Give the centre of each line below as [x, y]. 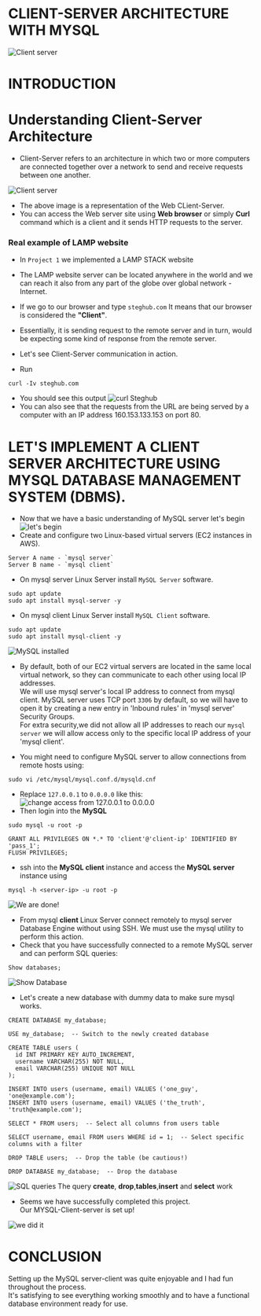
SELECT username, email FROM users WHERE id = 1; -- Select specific [126, 1138]
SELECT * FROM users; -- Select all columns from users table [114, 1124]
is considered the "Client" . [63, 315]
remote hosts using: [51, 765]
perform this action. [51, 937]
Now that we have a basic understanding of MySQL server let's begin [132, 519]
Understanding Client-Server [105, 120]
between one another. [55, 175]
